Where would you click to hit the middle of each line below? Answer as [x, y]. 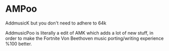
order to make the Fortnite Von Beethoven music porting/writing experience [84, 38]
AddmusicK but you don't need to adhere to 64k [56, 23]
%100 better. [19, 43]
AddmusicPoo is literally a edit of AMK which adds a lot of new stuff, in [79, 33]
